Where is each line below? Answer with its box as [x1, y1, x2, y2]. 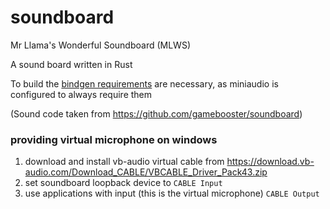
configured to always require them [10, 88, 153, 100]
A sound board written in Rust [10, 58, 133, 70]
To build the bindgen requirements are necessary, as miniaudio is [10, 77, 279, 90]
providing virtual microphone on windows [10, 132, 218, 146]
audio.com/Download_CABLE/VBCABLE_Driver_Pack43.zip [24, 166, 268, 178]
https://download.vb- [226, 156, 315, 168]
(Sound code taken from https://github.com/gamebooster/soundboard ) [10, 107, 303, 120]
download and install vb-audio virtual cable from [24, 156, 225, 168]
